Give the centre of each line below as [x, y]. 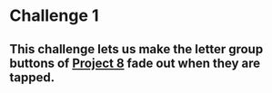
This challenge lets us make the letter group [136, 49]
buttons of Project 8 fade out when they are [135, 63]
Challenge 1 [54, 16]
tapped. [32, 77]
